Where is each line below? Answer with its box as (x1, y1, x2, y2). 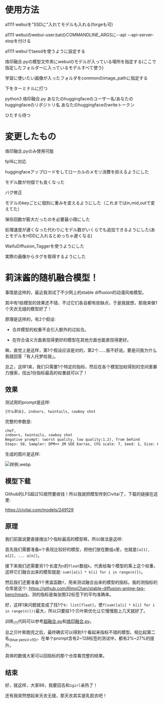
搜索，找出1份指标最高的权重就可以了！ (9, 370, 88, 376)
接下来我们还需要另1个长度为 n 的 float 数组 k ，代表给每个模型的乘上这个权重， (5, 563, 158, 569)
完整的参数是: (5, 418, 33, 424)
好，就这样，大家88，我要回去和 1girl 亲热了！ (5, 683, 98, 688)
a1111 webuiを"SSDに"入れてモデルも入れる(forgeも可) (5, 21, 113, 27)
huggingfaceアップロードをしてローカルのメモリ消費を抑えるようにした (5, 169, 149, 174)
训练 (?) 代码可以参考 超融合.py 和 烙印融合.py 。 (5, 618, 94, 625)
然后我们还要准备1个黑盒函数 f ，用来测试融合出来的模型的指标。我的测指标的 (5, 579, 158, 585)
